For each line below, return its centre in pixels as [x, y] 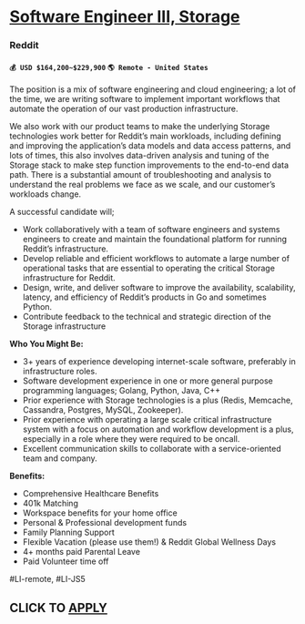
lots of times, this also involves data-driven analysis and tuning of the [140, 156]
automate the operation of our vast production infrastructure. [124, 109]
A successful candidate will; [62, 212]
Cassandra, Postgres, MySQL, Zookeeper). [103, 410]
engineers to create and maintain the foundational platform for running [155, 240]
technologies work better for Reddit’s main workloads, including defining [146, 136]
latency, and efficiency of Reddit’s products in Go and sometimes [144, 297]
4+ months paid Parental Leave [81, 552]
